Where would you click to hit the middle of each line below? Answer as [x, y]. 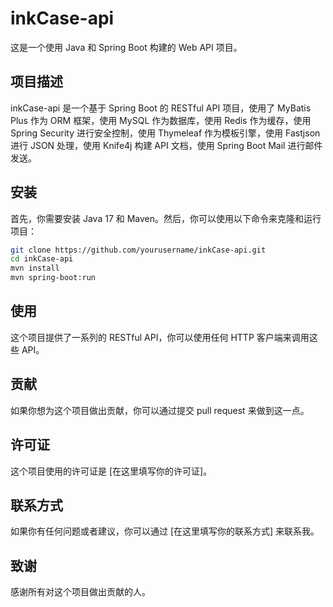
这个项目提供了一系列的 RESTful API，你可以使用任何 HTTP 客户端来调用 [160, 337]
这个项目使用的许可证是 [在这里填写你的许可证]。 [111, 471]
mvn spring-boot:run [53, 278]
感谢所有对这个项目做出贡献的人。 [80, 592]
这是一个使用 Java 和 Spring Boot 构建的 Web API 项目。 [126, 47]
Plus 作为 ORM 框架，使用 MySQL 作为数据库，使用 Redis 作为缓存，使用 [161, 120]
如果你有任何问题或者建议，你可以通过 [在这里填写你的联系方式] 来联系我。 [165, 531]
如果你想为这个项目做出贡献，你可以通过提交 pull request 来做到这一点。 [160, 410]
